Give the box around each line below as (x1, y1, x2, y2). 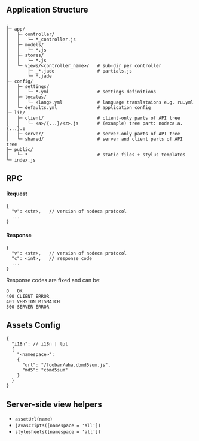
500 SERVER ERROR (6, 304, 50, 310)
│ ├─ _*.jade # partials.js (6, 68, 133, 74)
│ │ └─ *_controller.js (6, 36, 76, 43)
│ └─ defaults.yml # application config (6, 104, 151, 110)
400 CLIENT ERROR (6, 293, 50, 299)
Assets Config (6, 320, 61, 330)
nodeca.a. (158, 120, 183, 126)
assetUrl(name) (14, 416, 53, 422)
